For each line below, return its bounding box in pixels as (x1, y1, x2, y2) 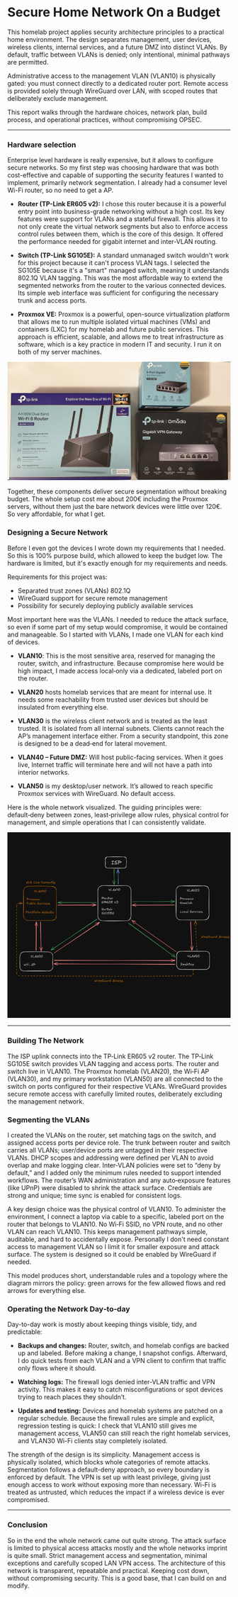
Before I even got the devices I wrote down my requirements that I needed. (7, 544, 226, 552)
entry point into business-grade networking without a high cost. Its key (17, 207, 225, 216)
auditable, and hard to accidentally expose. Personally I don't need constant (7, 1235, 229, 1244)
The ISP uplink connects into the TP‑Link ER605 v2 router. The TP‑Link (7, 1052, 214, 1060)
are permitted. (7, 57, 49, 66)
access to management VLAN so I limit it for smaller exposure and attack (7, 1243, 220, 1251)
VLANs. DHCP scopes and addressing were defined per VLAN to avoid (7, 1153, 214, 1162)
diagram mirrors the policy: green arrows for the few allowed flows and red (7, 1279, 226, 1287)
